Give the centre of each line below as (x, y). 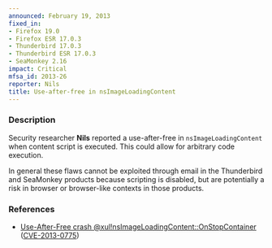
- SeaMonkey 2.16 (38, 62)
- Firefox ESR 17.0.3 (45, 39)
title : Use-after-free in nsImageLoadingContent (92, 91)
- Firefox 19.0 (34, 31)
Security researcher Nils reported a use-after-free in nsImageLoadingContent (135, 137)
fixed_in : (25, 24)
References (32, 209)
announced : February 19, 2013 (60, 16)
